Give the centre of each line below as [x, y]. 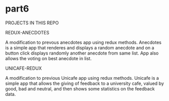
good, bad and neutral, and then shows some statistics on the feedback [80, 88]
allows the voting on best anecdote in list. [49, 58]
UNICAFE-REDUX [24, 68]
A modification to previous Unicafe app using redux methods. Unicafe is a [82, 78]
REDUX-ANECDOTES [27, 32]
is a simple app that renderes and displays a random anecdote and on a [80, 47]
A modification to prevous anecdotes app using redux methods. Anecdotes [83, 42]
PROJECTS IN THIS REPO [32, 23]
